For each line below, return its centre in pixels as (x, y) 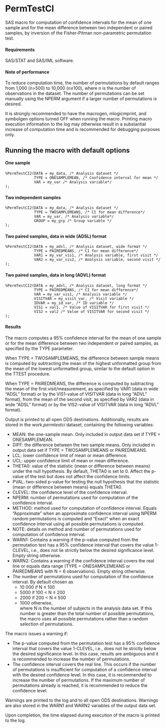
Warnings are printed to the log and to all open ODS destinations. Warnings (82, 700)
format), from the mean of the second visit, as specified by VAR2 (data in (80, 399)
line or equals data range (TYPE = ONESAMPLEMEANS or (71, 566)
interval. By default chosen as (43, 582)
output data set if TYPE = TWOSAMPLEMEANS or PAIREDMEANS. (80, 450)
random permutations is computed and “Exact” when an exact (76, 518)
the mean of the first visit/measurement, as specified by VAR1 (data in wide (82, 389)
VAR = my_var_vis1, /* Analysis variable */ (81, 294)
